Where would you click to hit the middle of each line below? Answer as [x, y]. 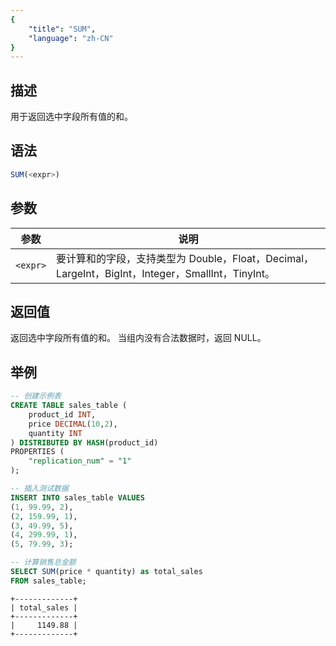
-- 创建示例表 [36, 396]
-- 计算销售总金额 [43, 562]
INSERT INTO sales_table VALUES [77, 497]
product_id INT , [62, 414]
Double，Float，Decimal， [251, 258]
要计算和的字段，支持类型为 [121, 258]
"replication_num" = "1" [80, 461]
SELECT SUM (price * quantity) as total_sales [106, 572]
